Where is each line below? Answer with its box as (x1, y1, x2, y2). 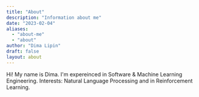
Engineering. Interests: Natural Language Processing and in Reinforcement (6, 77, 193, 84)
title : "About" (6, 8, 45, 15)
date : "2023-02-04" (6, 20, 56, 26)
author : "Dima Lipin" (6, 43, 61, 49)
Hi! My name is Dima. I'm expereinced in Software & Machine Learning (6, 70, 183, 78)
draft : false (6, 48, 39, 55)
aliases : (6, 25, 29, 32)
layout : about (6, 54, 42, 60)
